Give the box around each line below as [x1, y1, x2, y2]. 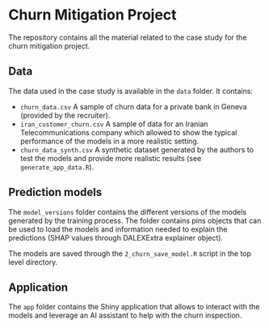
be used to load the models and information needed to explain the [8, 224, 228, 234]
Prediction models [8, 185, 103, 199]
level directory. [8, 257, 58, 266]
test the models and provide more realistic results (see [19, 153, 202, 163]
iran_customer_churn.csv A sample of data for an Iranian [19, 119, 208, 129]
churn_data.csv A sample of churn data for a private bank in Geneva [19, 101, 248, 111]
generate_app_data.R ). [19, 162, 95, 172]
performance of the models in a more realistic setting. [19, 136, 200, 146]
